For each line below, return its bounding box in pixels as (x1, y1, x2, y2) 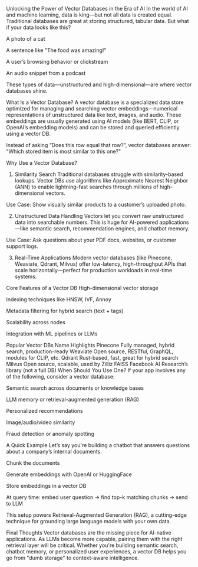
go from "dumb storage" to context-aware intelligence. (6, 555, 140, 561)
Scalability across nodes (6, 319, 66, 325)
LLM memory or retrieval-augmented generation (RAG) (6, 396, 140, 403)
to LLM (6, 500, 24, 507)
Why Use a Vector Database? (6, 159, 78, 166)
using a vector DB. (6, 130, 51, 137)
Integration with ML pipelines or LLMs (6, 330, 98, 337)
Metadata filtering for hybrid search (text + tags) (6, 307, 124, 314)
